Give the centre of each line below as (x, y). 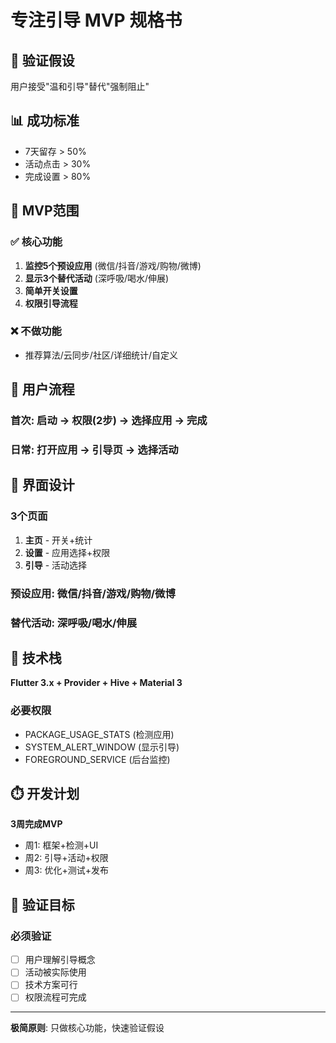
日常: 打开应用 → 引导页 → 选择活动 (94, 450)
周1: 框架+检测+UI (61, 845)
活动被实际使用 (55, 972)
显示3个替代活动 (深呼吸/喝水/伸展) (97, 278)
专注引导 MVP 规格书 (96, 20)
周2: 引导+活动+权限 (66, 858)
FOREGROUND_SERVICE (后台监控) (97, 759)
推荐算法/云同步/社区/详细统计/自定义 (101, 355)
